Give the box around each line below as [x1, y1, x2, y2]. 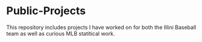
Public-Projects [6, 4, 86, 18]
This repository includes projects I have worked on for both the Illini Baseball [6, 24, 197, 31]
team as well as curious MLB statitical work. [6, 30, 115, 37]
